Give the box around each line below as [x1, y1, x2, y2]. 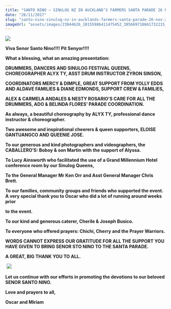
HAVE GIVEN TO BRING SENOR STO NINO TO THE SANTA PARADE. [5, 244, 149, 250]
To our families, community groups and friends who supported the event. [5, 187, 164, 194]
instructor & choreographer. [5, 116, 66, 123]
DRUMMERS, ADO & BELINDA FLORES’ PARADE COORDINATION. [5, 101, 145, 107]
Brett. [5, 178, 18, 184]
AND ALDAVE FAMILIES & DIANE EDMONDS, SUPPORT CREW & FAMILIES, [5, 86, 164, 92]
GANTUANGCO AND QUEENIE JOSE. [5, 132, 84, 138]
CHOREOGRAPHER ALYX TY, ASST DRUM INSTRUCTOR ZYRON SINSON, [5, 70, 162, 77]
